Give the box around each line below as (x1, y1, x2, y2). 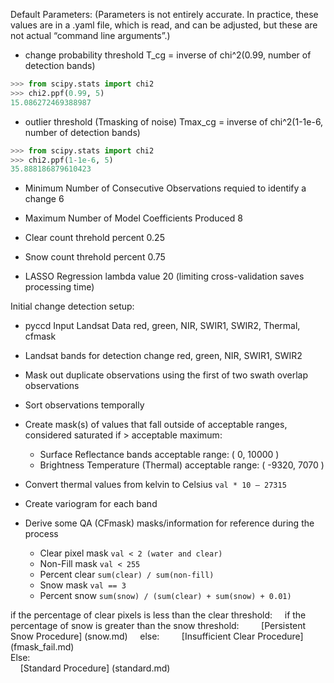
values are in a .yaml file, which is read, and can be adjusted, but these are (10, 19, 318, 31)
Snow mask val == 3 (39, 579, 127, 591)
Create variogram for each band (24, 498, 158, 510)
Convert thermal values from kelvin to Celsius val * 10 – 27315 (24, 479, 287, 491)
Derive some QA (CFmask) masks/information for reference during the (24, 517, 315, 529)
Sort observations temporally (24, 399, 145, 411)
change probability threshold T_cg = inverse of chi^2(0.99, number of (24, 49, 312, 61)
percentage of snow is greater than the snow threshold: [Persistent (10, 620, 307, 632)
